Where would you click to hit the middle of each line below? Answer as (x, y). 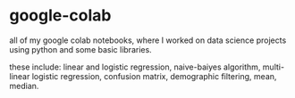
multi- (273, 67)
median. (24, 86)
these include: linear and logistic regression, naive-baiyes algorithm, (135, 67)
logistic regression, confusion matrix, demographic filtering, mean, (154, 76)
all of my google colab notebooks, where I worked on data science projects (148, 40)
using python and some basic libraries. (80, 49)
